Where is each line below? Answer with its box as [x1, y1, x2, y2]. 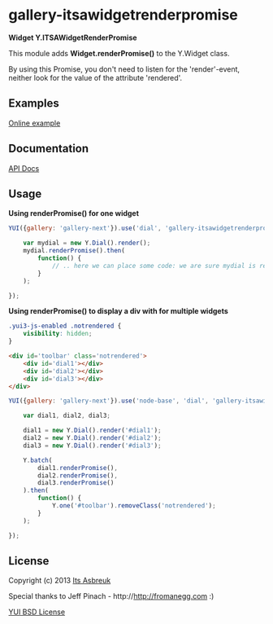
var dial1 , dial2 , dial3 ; [23, 411, 111, 420]
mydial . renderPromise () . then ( [23, 247, 126, 255]
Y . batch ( [23, 456, 53, 464]
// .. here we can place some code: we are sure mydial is [51, 261, 256, 270]
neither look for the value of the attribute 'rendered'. [8, 73, 183, 82]
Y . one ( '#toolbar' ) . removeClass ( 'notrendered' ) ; [51, 502, 217, 510]
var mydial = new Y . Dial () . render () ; [23, 239, 151, 248]
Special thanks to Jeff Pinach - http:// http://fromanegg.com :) [8, 591, 214, 601]
